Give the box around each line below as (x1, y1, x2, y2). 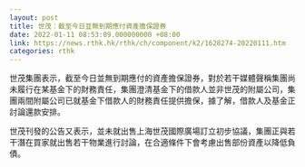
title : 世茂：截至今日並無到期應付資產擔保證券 (9, 22, 167, 31)
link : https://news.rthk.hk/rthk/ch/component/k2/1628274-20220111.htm (9, 38, 286, 48)
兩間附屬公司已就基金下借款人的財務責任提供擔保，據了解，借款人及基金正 (16, 96, 296, 107)
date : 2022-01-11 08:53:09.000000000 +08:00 (9, 30, 181, 39)
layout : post (9, 13, 59, 23)
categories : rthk (9, 47, 75, 56)
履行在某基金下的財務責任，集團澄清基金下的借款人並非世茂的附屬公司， (16, 84, 288, 95)
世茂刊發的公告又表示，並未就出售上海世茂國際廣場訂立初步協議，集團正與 (9, 125, 288, 136)
